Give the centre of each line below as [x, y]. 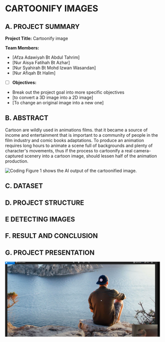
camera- [142, 150]
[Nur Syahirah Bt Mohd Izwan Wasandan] [54, 68]
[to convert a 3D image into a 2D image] [53, 98]
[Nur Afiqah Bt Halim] [34, 73]
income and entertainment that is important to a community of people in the [82, 135]
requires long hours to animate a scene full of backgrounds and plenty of [79, 146]
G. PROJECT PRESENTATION [50, 253]
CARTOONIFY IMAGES [52, 9]
